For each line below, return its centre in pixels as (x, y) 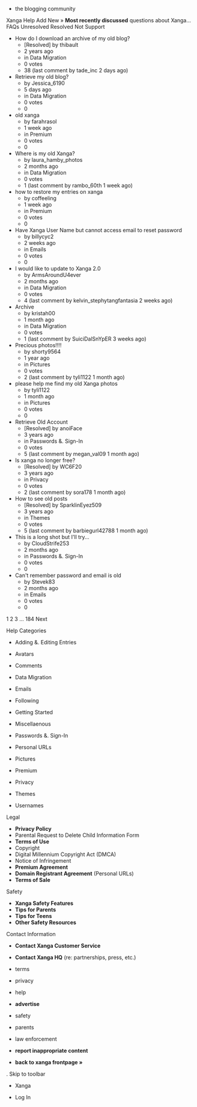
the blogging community (45, 9)
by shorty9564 (42, 352)
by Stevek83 (39, 582)
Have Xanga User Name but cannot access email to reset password (98, 230)
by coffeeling (40, 198)
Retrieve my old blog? (42, 77)
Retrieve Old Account (41, 422)
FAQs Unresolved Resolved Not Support (56, 27)
